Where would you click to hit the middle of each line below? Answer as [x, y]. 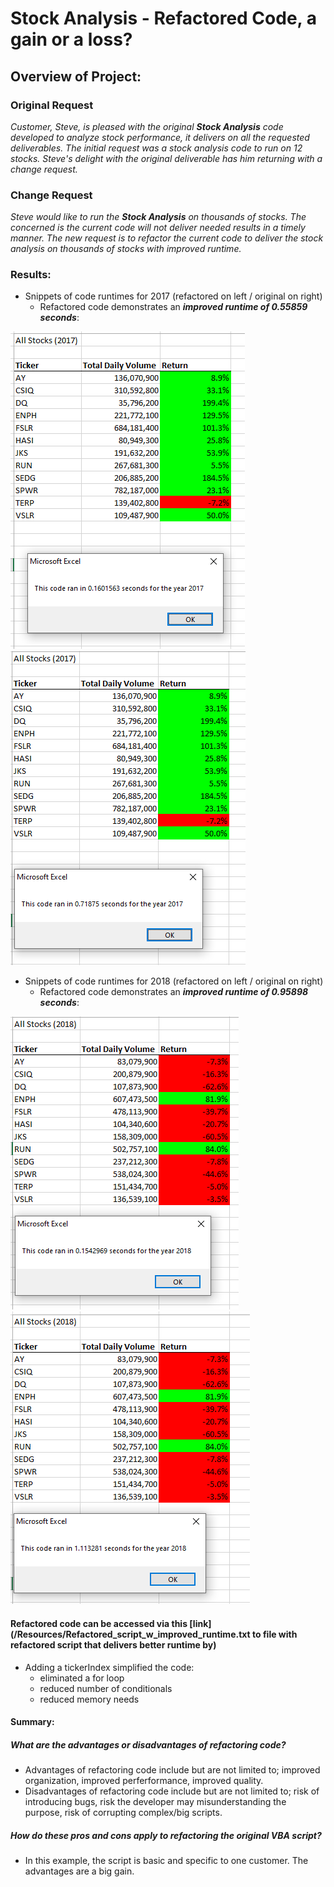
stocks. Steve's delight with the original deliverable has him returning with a [166, 158]
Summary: [32, 1722]
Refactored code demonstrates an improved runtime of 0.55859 [173, 307]
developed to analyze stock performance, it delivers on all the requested [160, 137]
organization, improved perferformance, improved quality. [144, 1781]
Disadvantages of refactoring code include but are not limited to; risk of [172, 1791]
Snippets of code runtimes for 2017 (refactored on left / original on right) [173, 296]
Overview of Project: [76, 76]
